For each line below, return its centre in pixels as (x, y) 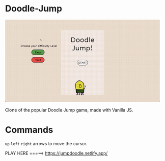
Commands (29, 130)
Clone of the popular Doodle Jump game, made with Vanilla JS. (69, 110)
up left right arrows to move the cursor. (46, 143)
